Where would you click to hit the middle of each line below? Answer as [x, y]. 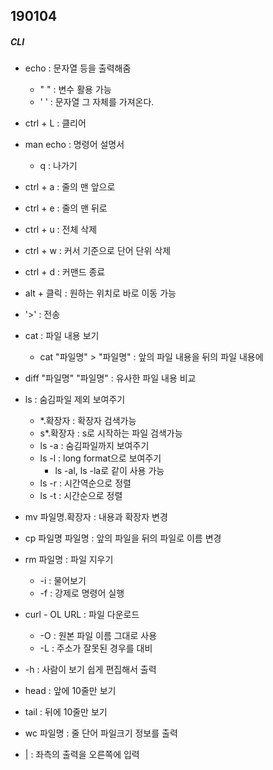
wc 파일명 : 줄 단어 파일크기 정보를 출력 [101, 733]
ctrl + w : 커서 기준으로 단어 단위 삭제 [98, 251]
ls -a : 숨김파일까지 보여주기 [94, 446]
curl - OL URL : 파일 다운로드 [82, 615]
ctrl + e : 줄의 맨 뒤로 [66, 208]
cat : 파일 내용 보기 [62, 336]
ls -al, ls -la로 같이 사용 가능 [109, 471]
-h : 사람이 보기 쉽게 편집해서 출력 [90, 670]
